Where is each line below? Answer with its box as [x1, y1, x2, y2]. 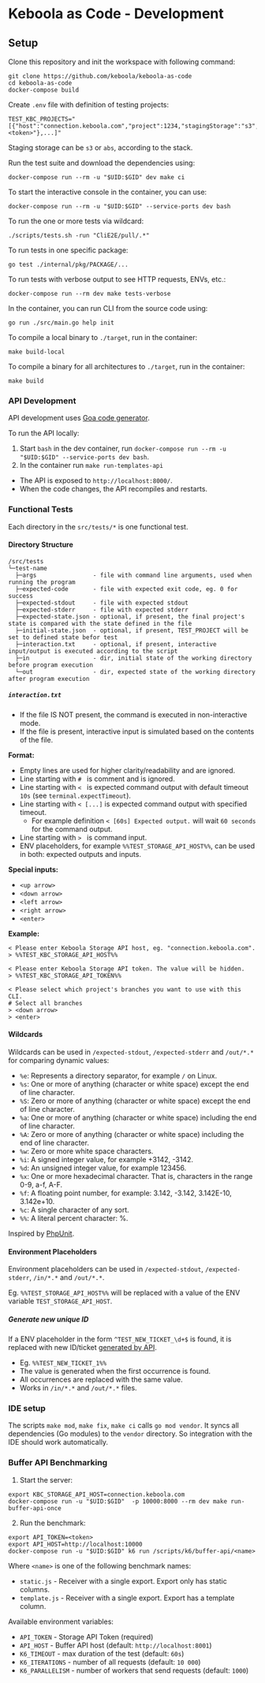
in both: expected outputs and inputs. [19, 849, 142, 858]
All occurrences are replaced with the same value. [19, 1374, 183, 1385]
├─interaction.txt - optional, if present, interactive [15, 640, 217, 648]
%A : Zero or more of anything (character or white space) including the [19, 1129, 244, 1139]
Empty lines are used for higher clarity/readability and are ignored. [19, 765, 236, 775]
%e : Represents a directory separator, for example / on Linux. [19, 1071, 218, 1080]
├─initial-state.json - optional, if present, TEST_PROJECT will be [15, 626, 248, 634]
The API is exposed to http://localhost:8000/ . [19, 476, 174, 485]
